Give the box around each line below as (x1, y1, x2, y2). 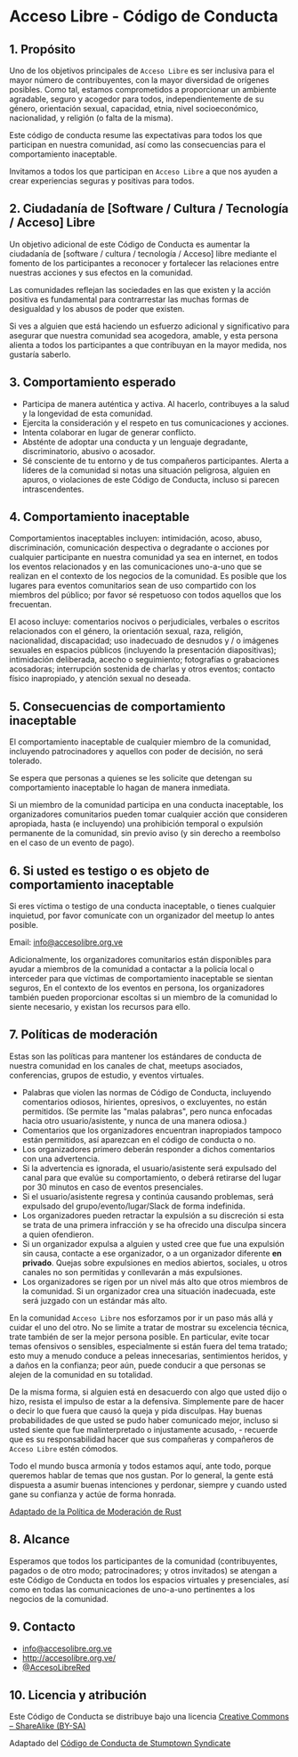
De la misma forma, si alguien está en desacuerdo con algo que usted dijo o (9, 1387, 287, 1397)
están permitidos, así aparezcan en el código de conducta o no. (21, 1134, 256, 1145)
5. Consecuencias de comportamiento (9, 699, 226, 714)
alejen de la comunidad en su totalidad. (9, 1369, 153, 1379)
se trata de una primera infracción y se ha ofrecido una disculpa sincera (21, 1219, 286, 1230)
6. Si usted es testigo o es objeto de (9, 863, 210, 878)
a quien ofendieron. (21, 1229, 94, 1240)
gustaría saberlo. (9, 349, 71, 360)
